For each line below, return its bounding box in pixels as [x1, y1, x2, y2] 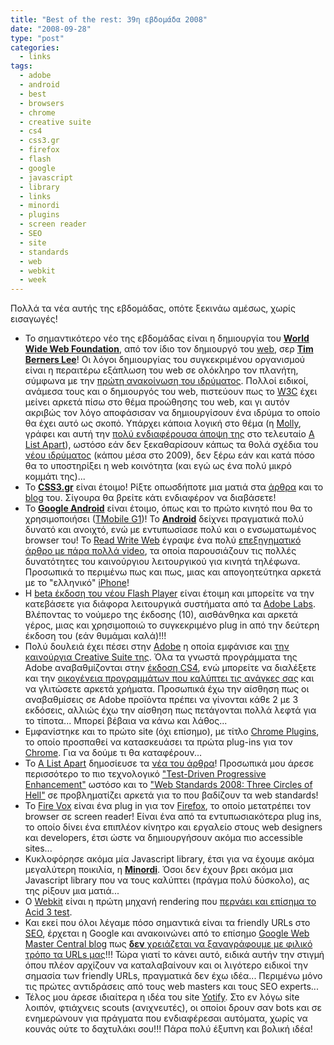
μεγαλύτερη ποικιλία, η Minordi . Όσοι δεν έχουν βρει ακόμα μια [24, 864, 293, 876]
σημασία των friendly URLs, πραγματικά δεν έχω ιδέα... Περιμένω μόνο [24, 970, 323, 982]
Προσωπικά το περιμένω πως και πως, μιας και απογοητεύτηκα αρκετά [24, 566, 322, 578]
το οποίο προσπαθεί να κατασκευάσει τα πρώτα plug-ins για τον [24, 736, 293, 748]
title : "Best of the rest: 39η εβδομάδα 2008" [10, 14, 208, 25]
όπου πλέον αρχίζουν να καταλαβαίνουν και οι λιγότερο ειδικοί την [24, 959, 309, 971]
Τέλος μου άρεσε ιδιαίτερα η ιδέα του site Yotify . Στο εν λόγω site [24, 991, 300, 1003]
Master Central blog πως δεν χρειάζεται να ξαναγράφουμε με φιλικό [24, 938, 313, 950]
